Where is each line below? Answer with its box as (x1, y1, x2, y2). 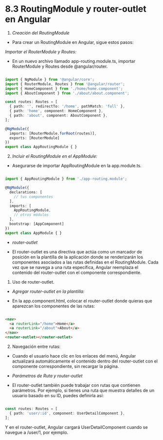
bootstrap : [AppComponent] (9, 222, 64, 227)
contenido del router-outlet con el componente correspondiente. (12, 269, 142, 275)
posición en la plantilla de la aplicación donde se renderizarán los (12, 254, 144, 260)
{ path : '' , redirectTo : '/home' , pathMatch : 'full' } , (9, 104, 125, 109)
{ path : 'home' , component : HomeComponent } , (9, 109, 104, 114)
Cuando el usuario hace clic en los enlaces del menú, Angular (12, 353, 136, 359)
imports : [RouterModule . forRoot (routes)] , (9, 131, 97, 136)
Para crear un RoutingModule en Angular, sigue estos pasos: (12, 39, 134, 45)
